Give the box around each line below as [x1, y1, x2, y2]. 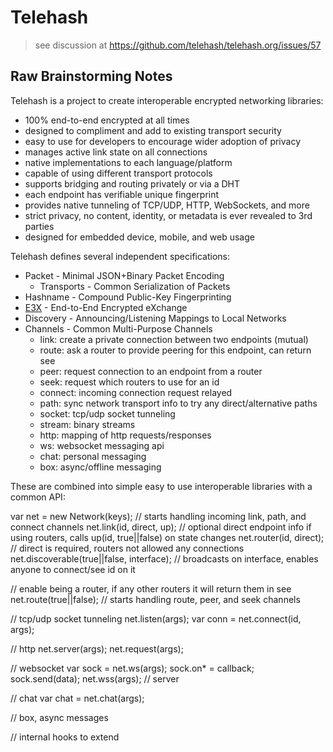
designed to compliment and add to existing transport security [24, 124, 282, 136]
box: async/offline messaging [39, 461, 162, 473]
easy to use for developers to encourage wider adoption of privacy [24, 135, 302, 147]
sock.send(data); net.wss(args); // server [10, 672, 180, 685]
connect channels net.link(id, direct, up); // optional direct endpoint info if [10, 521, 312, 533]
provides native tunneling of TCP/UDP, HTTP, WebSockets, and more [24, 199, 310, 211]
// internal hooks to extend [10, 731, 120, 743]
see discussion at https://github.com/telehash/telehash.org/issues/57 [34, 39, 322, 51]
